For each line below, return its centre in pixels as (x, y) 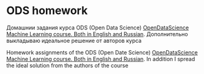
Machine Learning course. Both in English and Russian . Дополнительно (97, 34)
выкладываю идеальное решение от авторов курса (74, 40)
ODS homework (47, 11)
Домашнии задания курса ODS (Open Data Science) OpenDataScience (98, 28)
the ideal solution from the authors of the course (67, 65)
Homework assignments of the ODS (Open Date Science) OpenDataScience (102, 52)
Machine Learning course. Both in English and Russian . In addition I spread (101, 59)
